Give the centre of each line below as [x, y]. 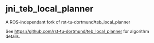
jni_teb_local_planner [50, 9]
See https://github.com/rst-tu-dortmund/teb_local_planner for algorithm [77, 31]
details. [13, 36]
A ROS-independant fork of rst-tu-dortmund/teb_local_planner [68, 22]
